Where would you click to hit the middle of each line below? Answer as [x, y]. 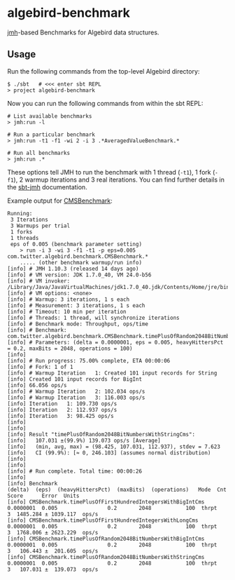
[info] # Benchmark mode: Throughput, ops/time [78, 324]
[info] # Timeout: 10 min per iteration [67, 311]
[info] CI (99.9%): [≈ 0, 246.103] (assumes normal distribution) [109, 453]
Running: [20, 213]
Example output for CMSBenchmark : [60, 201]
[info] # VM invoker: [39, 281]
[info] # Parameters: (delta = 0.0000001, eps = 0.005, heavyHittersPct [115, 342]
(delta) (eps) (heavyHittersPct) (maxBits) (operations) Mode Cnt [117, 490]
